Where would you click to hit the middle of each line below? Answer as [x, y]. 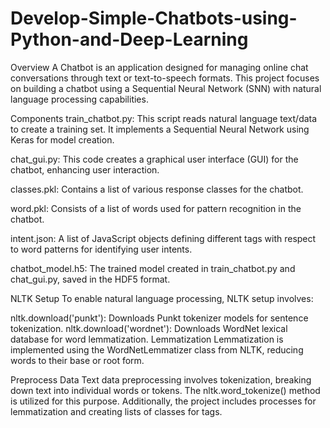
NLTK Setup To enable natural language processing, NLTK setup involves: [162, 298]
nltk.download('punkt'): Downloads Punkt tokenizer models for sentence [159, 318]
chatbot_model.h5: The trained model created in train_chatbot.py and [153, 268]
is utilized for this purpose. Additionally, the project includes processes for [163, 401]
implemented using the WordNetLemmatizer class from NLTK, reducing [157, 349]
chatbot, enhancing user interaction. [85, 169]
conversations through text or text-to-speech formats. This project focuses [165, 78]
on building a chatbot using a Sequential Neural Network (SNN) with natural [166, 88]
